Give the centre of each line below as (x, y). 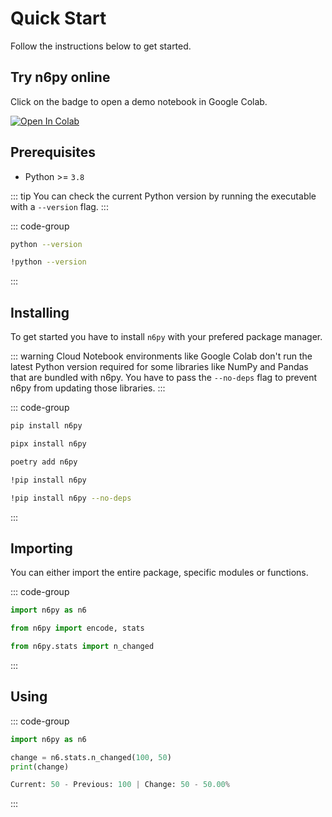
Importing (41, 548)
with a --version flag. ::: (59, 206)
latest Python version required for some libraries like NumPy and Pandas (159, 367)
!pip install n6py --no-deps (71, 498)
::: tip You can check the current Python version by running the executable (163, 196)
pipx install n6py (48, 444)
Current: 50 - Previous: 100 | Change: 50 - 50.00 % (120, 785)
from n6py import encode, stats (77, 628)
